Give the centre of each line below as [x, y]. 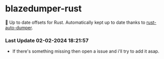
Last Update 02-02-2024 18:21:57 [47, 40]
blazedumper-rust [43, 9]
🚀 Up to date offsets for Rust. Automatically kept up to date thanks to [75, 22]
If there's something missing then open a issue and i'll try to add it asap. [86, 51]
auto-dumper [19, 27]
